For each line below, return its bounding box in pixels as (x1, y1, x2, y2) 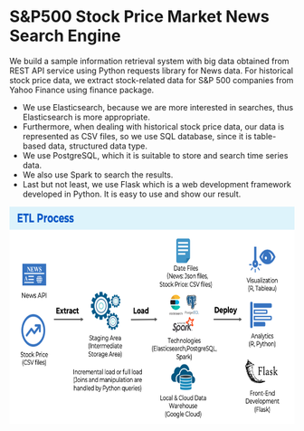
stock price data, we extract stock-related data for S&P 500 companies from (9, 74, 294, 85)
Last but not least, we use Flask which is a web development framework (22, 178, 291, 189)
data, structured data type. (48, 140, 147, 151)
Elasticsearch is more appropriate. (22, 111, 151, 122)
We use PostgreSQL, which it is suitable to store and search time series (22, 149, 289, 160)
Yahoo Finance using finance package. (9, 84, 155, 95)
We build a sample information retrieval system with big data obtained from (9, 55, 290, 66)
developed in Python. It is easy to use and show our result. (22, 188, 242, 199)
